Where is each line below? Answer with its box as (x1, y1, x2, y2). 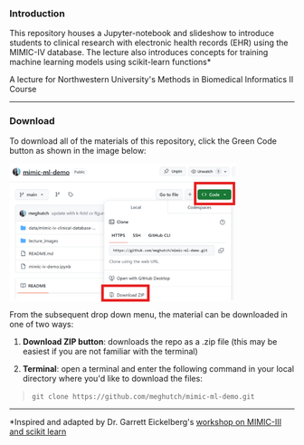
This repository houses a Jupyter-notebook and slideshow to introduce (9, 28, 274, 39)
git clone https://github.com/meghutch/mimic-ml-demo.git (31, 392, 255, 401)
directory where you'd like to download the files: (22, 373, 204, 383)
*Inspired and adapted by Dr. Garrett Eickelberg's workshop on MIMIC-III (9, 416, 282, 427)
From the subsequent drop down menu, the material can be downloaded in (9, 308, 288, 319)
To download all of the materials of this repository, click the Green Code (9, 135, 278, 147)
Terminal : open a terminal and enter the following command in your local (22, 363, 295, 374)
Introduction (9, 7, 65, 20)
